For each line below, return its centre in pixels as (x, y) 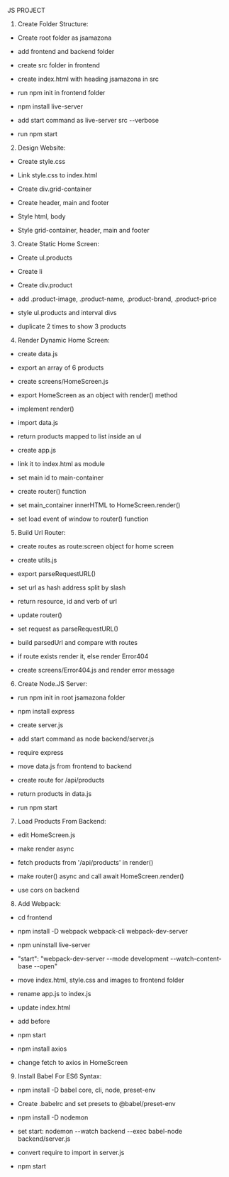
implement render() (46, 409)
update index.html (44, 1007)
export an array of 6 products (61, 368)
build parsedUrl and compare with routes (78, 642)
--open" (46, 966)
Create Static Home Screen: (58, 244)
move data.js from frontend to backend (75, 766)
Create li (30, 271)
